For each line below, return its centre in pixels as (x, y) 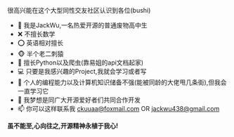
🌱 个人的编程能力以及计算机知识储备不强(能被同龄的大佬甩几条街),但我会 (122, 82)
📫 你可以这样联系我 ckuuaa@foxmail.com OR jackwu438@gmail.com (118, 109)
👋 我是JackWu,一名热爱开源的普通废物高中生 (82, 25)
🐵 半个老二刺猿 (40, 54)
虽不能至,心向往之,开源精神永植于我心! (63, 126)
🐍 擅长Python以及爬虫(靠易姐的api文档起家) (80, 63)
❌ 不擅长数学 (36, 34)
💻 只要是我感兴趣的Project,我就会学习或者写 (82, 71)
